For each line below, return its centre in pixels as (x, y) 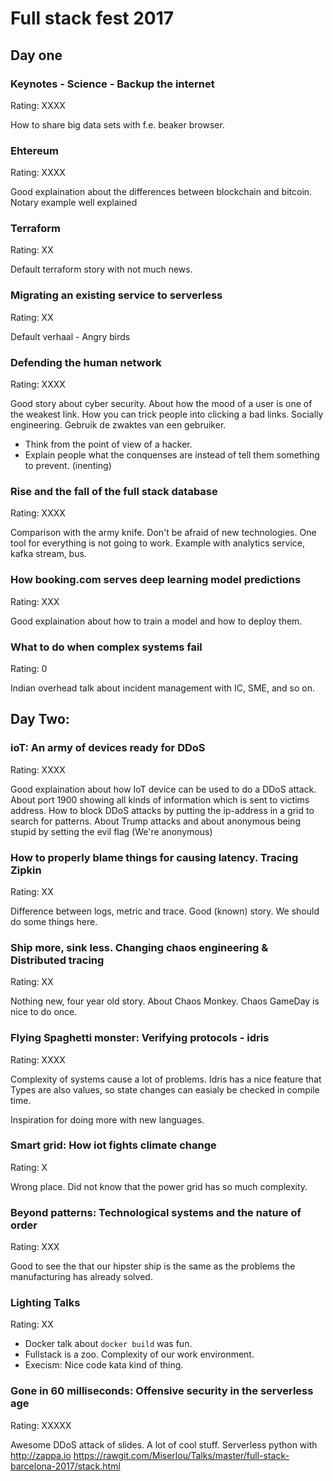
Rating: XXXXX (41, 1425)
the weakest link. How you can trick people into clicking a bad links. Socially (167, 414)
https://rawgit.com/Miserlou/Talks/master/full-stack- (181, 1455)
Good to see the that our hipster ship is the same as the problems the (153, 1266)
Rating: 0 (29, 668)
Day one (36, 55)
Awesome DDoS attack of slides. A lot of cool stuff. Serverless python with (164, 1444)
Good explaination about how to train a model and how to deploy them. (156, 621)
